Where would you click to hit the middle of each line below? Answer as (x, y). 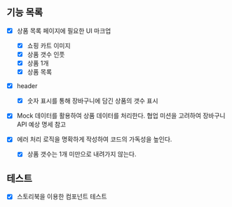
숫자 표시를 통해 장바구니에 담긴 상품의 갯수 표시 (93, 101)
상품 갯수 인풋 (46, 54)
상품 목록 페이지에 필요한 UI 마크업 (64, 31)
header (27, 86)
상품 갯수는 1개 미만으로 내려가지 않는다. (82, 154)
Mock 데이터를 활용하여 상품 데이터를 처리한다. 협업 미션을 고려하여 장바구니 (121, 116)
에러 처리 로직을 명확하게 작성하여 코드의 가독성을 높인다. (94, 139)
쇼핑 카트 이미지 (49, 45)
